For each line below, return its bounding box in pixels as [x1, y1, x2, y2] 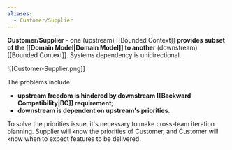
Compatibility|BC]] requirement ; [17, 98, 114, 107]
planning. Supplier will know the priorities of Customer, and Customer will [7, 127, 219, 135]
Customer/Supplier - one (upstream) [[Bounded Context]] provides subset [7, 36, 226, 44]
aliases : [7, 10, 33, 17]
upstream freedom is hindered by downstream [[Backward [17, 91, 191, 100]
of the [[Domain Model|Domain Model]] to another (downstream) [7, 43, 198, 52]
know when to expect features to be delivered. [7, 134, 141, 143]
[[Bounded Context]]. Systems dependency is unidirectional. [7, 50, 182, 59]
